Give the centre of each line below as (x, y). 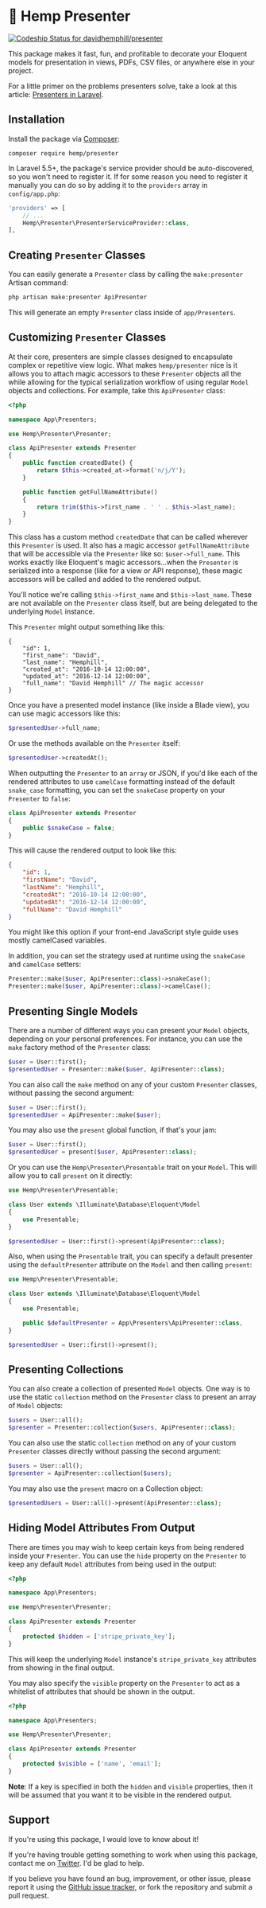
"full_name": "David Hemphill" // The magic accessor (113, 684)
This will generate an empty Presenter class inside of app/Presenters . (122, 312)
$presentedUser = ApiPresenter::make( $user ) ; (85, 1115)
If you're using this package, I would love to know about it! (104, 1839)
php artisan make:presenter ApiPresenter (78, 298)
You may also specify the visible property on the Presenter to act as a (124, 1683)
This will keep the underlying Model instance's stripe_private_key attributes (132, 1659)
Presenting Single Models (73, 1011)
